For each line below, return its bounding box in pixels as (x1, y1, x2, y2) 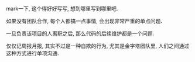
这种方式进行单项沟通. (6, 50, 60, 57)
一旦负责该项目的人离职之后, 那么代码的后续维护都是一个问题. (6, 30, 155, 37)
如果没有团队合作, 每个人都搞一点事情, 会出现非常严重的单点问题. (6, 18, 162, 25)
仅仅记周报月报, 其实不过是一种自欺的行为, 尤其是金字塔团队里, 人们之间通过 (6, 43, 189, 49)
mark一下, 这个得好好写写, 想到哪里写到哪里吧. (6, 5, 118, 12)
